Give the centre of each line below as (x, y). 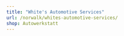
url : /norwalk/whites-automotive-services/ (62, 18)
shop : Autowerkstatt (33, 23)
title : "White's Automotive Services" (55, 12)
